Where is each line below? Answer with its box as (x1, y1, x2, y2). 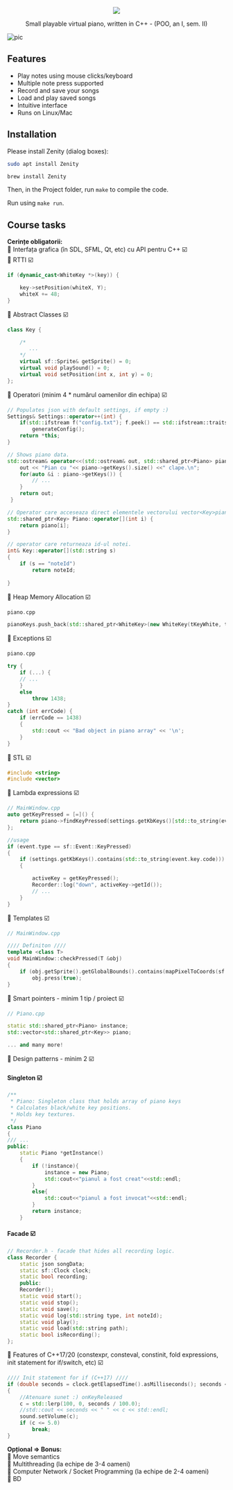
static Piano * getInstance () (19, 1150, 104, 1157)
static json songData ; (19, 1260, 85, 1267)
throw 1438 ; (32, 695, 67, 702)
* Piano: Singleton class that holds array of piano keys (10, 1098, 182, 1105)
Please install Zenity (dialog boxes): (7, 147, 109, 156)
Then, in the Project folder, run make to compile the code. (7, 185, 169, 194)
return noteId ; (32, 567, 76, 574)
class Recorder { (7, 1254, 58, 1261)
